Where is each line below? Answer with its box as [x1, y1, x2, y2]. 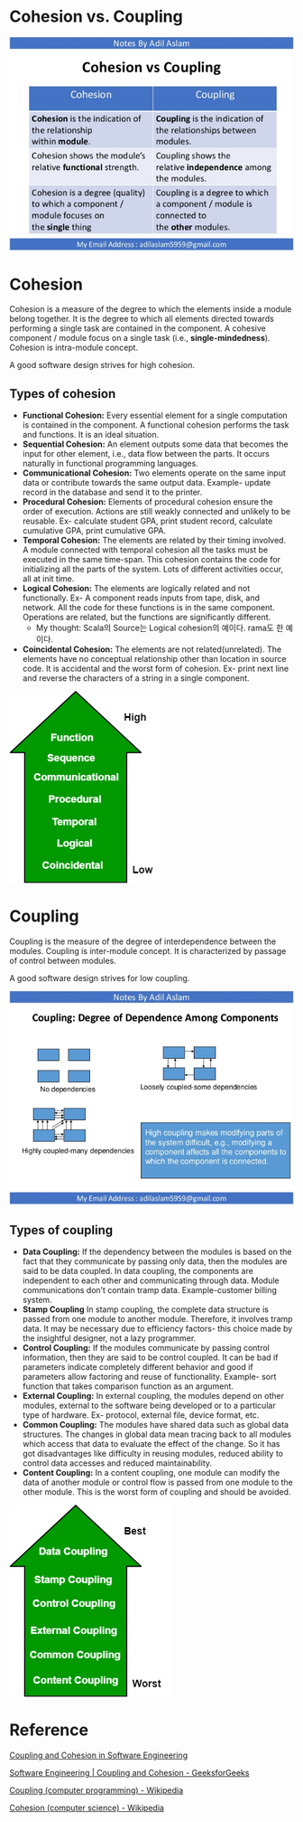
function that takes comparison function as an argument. [22, 1381, 234, 1392]
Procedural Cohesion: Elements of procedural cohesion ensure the [22, 496, 273, 507]
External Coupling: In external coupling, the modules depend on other [22, 1391, 284, 1402]
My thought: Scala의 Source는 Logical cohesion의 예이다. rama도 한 [35, 622, 284, 634]
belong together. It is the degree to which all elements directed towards [9, 314, 275, 325]
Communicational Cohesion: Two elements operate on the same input [22, 467, 286, 478]
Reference [9, 1720, 88, 1741]
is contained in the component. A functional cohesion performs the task [22, 420, 289, 430]
